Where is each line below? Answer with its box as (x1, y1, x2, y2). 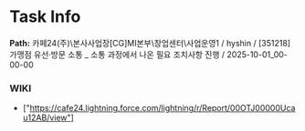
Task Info (9, 6, 81, 27)
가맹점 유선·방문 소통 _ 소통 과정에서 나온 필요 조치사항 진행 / (9, 48, 226, 60)
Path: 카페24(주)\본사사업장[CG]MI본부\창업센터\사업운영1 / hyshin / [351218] (9, 37, 290, 48)
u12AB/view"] (22, 112, 75, 124)
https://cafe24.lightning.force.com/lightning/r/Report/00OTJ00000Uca (29, 103, 296, 114)
